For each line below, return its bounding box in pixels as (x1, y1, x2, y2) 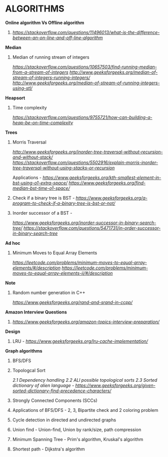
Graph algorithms (5, 348, 42, 354)
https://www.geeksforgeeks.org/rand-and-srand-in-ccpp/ (12, 299, 133, 305)
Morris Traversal (12, 139, 46, 145)
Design (5, 328, 20, 334)
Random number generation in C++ (12, 289, 86, 295)
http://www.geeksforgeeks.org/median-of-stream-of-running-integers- (12, 80, 160, 86)
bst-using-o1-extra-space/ (12, 180, 68, 186)
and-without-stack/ (12, 154, 53, 160)
